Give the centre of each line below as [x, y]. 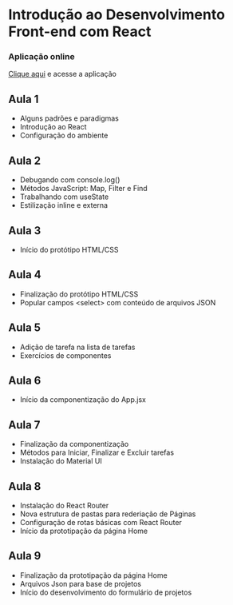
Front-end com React [80, 32]
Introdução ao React [53, 127]
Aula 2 [25, 160]
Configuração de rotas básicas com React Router [101, 522]
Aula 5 [25, 328]
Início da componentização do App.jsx [83, 400]
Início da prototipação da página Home [84, 531]
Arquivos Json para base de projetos [81, 583]
